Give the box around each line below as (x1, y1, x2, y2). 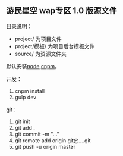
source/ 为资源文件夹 (14, 50, 67, 57)
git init (14, 118, 30, 125)
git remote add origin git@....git (14, 136, 91, 144)
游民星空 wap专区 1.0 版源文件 (6, 5, 117, 16)
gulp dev (14, 93, 37, 101)
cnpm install (14, 87, 45, 94)
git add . (14, 124, 36, 131)
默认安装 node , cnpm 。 (6, 63, 61, 70)
